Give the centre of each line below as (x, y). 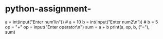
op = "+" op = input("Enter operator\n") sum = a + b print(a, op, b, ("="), (77, 27)
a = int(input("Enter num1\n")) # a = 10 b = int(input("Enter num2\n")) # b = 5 (81, 22)
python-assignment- (48, 9)
